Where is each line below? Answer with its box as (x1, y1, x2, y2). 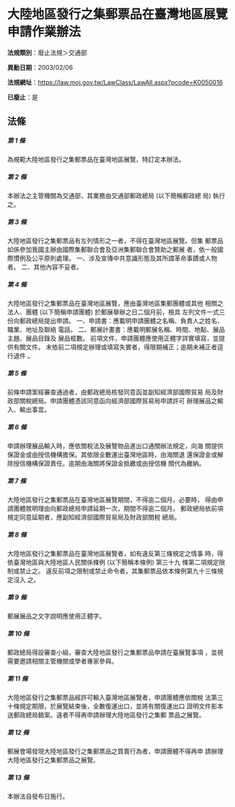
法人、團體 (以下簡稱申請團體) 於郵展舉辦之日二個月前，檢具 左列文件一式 (7, 308, 220, 316)
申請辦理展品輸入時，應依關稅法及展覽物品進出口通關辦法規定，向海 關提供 (7, 442, 224, 450)
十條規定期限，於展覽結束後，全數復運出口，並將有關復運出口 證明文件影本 (7, 701, 224, 710)
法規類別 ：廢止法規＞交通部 (7, 48, 87, 57)
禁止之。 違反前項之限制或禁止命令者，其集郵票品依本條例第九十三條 (19, 567, 218, 575)
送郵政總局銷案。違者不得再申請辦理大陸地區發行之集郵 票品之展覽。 (7, 710, 205, 719)
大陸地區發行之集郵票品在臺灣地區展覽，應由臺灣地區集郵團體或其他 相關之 (7, 299, 224, 308)
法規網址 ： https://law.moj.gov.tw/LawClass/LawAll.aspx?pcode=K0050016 (7, 78, 223, 86)
